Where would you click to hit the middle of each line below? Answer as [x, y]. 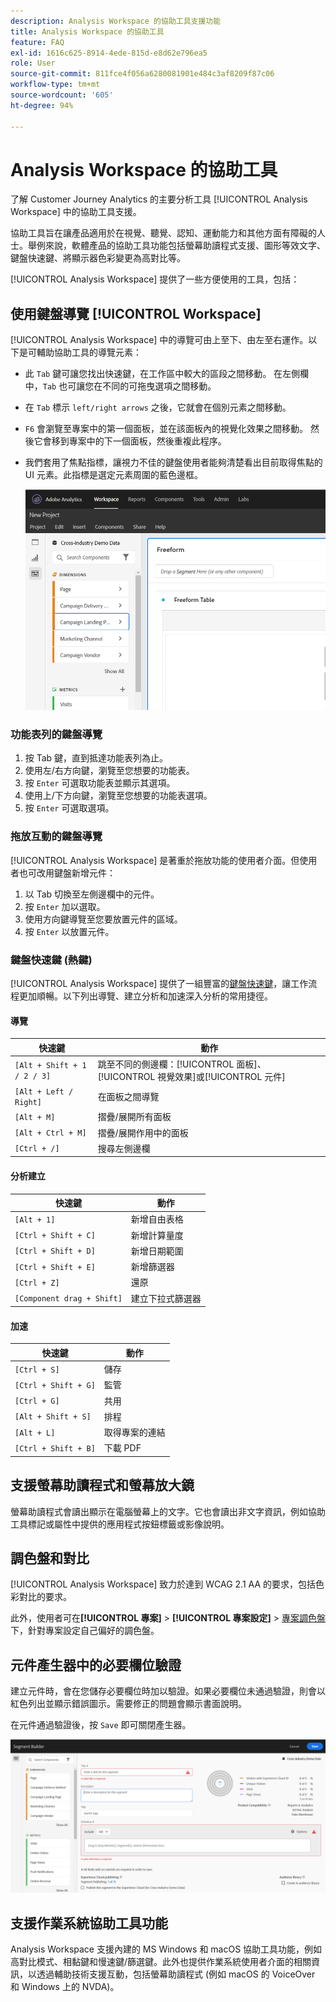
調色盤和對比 [50, 1558]
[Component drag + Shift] [68, 1299]
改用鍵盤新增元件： [76, 872]
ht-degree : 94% [42, 105]
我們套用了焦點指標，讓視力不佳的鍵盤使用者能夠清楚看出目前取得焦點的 [173, 462]
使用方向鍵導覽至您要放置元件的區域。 [103, 919]
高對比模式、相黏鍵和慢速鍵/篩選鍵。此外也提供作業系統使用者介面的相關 [161, 1962]
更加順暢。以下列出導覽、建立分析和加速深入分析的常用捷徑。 [145, 996]
